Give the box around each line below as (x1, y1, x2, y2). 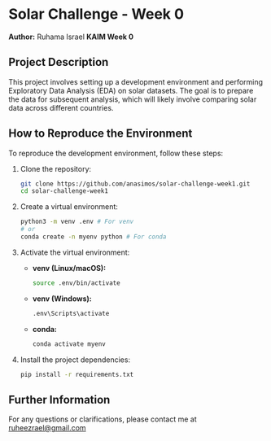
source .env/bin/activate (32, 278, 120, 287)
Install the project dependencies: (20, 355, 131, 365)
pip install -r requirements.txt (20, 370, 134, 378)
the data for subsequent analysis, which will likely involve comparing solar (8, 94, 257, 104)
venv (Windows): (32, 294, 92, 303)
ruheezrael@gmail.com (8, 423, 87, 433)
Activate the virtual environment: (20, 247, 130, 257)
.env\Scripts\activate (32, 309, 110, 317)
